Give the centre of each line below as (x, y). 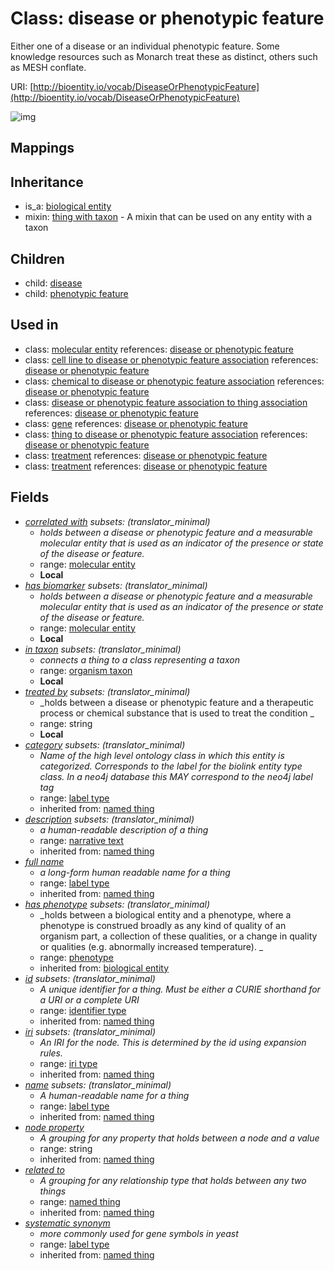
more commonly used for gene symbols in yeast (139, 1233)
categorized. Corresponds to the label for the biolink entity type (171, 766)
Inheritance (47, 182)
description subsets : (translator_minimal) (109, 819)
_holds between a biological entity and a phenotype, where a (165, 914)
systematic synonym (67, 1223)
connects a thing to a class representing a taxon (139, 659)
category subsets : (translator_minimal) (105, 744)
